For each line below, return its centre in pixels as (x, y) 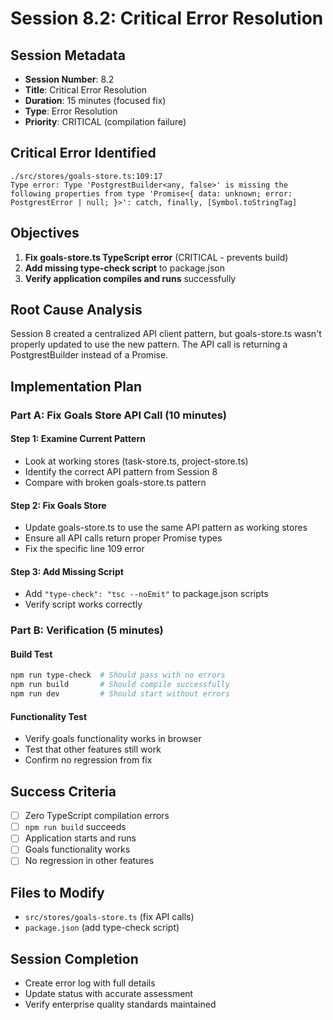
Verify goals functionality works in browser (113, 739)
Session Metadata (68, 55)
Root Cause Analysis (76, 310)
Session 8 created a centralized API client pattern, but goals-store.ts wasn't (166, 334)
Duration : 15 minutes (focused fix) (95, 100)
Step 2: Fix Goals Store (58, 505)
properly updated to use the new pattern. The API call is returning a (149, 344)
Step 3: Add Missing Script (67, 571)
